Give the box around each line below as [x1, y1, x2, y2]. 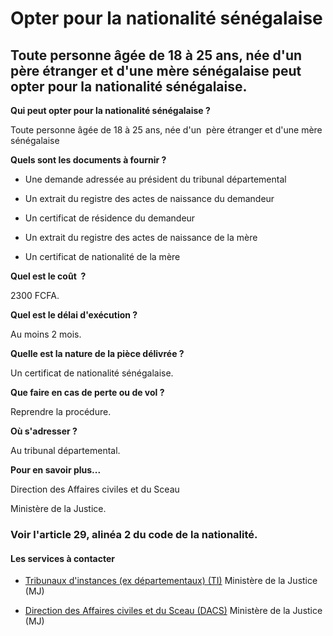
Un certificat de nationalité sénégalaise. [10, 367, 174, 379]
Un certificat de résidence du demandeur [24, 212, 196, 224]
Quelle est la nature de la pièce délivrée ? [10, 348, 185, 359]
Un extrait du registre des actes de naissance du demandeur [24, 193, 275, 204]
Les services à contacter [10, 552, 116, 564]
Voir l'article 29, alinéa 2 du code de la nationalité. [10, 527, 258, 541]
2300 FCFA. [10, 290, 60, 301]
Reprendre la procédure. [10, 406, 112, 417]
